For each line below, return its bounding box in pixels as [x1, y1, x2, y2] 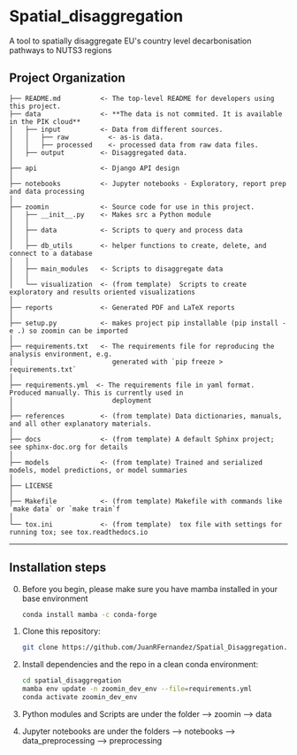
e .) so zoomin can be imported [9, 326, 128, 335]
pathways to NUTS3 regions [9, 44, 112, 55]
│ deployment [9, 396, 152, 404]
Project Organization [9, 71, 126, 86]
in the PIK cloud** [9, 117, 81, 126]
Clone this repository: [21, 626, 101, 636]
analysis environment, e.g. [9, 350, 113, 358]
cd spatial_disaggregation [21, 676, 122, 685]
